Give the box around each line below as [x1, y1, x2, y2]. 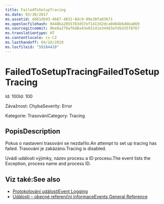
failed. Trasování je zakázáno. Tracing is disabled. [5, 145, 106, 151]
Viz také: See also [5, 175, 60, 183]
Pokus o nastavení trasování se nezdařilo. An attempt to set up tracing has [5, 140, 157, 146]
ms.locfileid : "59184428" [5, 44, 59, 49]
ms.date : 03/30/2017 [5, 12, 48, 17]
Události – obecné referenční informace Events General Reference [12, 193, 148, 200]
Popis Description [5, 127, 60, 135]
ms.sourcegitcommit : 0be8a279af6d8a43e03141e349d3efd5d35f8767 [5, 26, 140, 31]
